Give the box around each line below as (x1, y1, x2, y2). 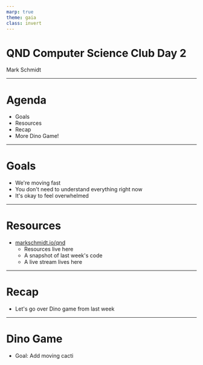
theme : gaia (6, 15, 36, 21)
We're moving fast (14, 179, 61, 186)
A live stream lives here (24, 258, 83, 266)
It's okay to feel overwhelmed (14, 192, 89, 200)
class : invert (6, 20, 42, 26)
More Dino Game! (14, 133, 59, 140)
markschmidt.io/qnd (14, 239, 66, 246)
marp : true (6, 8, 34, 15)
